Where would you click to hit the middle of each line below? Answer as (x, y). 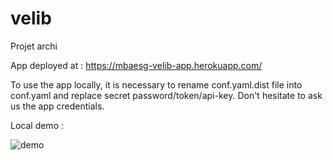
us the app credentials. (57, 106)
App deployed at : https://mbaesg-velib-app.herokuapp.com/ (136, 65)
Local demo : (37, 125)
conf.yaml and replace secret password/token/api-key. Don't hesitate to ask (166, 95)
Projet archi (34, 46)
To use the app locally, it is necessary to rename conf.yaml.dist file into (156, 84)
